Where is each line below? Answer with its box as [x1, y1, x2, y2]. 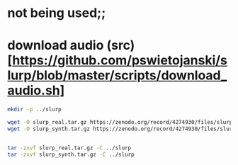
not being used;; [7, 5, 106, 21]
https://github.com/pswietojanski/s [12, 52, 228, 69]
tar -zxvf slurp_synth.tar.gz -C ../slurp [7, 151, 135, 158]
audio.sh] [7, 83, 65, 98]
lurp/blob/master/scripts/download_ [7, 67, 227, 84]
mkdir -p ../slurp [7, 106, 62, 113]
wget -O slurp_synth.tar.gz [7, 125, 91, 132]
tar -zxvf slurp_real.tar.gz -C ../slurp [7, 144, 132, 152]
